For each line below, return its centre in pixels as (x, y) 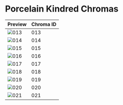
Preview (17, 24)
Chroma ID (44, 24)
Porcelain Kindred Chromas (62, 9)
